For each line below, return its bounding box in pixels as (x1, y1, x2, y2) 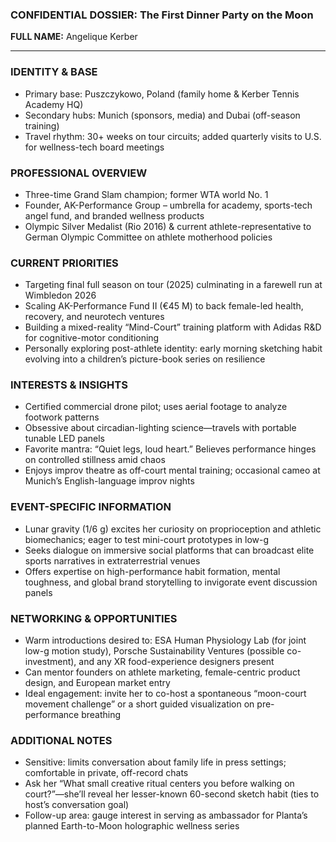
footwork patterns (24, 411, 100, 423)
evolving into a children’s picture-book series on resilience (24, 353, 266, 365)
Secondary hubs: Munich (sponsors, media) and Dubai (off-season (24, 109, 301, 121)
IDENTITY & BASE (10, 65, 98, 79)
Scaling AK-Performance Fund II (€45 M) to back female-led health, (24, 300, 304, 312)
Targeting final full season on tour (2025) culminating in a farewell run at (24, 279, 323, 291)
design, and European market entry (24, 677, 171, 689)
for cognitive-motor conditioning (24, 332, 160, 344)
